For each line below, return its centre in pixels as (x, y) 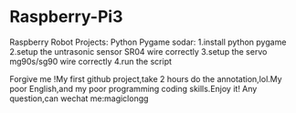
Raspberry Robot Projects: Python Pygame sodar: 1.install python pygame (148, 42)
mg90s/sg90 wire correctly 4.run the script (90, 61)
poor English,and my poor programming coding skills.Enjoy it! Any (133, 88)
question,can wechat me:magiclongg (79, 98)
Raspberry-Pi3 (66, 17)
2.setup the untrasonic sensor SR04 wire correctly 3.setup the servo (138, 51)
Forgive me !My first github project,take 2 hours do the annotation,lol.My (146, 78)
